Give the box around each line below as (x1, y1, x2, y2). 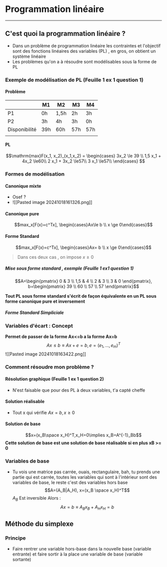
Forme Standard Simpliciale (5, 310, 64, 316)
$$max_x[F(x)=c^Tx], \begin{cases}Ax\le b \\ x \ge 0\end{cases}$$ (14, 222, 153, 228)
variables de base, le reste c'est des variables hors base (12, 480, 128, 486)
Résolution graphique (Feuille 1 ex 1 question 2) (5, 376, 104, 382)
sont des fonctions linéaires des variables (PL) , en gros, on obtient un (12, 48, 156, 54)
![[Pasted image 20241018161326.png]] (12, 199, 93, 205)
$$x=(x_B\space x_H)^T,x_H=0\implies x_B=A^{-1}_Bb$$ (25, 432, 142, 438)
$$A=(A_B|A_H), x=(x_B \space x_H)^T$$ (44, 487, 130, 493)
